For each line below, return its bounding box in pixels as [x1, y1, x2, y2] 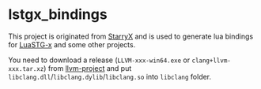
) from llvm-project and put [43, 63, 132, 72]
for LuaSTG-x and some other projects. [8, 39, 136, 49]
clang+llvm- [191, 57, 231, 65]
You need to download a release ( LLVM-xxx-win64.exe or [8, 55, 191, 65]
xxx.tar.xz [8, 65, 44, 72]
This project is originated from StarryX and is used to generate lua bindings [8, 32, 254, 41]
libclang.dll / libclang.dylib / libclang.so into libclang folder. [8, 72, 212, 81]
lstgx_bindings [8, 6, 108, 24]
